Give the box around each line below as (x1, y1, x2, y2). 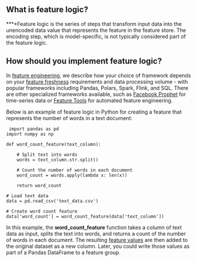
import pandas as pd (8, 126, 59, 132)
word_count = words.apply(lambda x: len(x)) (16, 172, 128, 178)
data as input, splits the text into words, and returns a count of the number (6, 230, 186, 237)
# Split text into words (16, 151, 78, 158)
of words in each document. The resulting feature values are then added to (6, 236, 188, 243)
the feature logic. (6, 39, 48, 46)
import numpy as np (6, 131, 54, 137)
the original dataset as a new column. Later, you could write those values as (6, 243, 190, 250)
